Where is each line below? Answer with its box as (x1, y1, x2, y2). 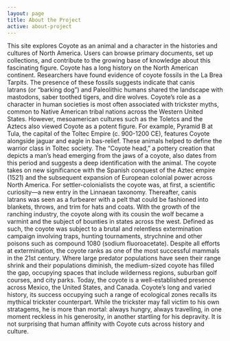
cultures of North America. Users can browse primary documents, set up (7, 49, 214, 57)
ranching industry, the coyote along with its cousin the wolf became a (7, 210, 204, 218)
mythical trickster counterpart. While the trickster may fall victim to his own (7, 298, 220, 307)
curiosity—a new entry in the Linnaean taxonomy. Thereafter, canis (7, 188, 197, 196)
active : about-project (7, 23, 72, 30)
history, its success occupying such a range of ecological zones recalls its (7, 291, 218, 299)
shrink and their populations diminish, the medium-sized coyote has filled (7, 261, 215, 269)
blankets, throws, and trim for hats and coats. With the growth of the (7, 203, 200, 211)
